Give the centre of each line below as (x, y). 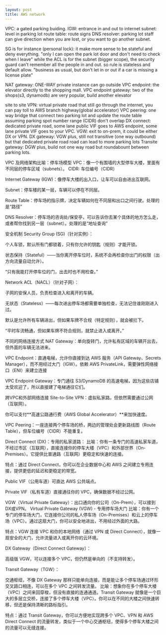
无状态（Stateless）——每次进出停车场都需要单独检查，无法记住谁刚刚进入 (82, 303)
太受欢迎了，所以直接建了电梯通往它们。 (46, 387)
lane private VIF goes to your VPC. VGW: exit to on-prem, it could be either (81, 131)
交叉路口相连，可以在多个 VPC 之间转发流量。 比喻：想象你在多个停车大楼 (81, 586)
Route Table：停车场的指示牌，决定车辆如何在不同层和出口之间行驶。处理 (80, 200)
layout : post (19, 10)
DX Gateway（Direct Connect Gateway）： (48, 548)
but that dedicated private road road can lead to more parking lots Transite (81, 141)
